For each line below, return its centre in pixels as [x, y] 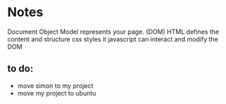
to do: [20, 69]
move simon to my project [55, 86]
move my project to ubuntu [57, 93]
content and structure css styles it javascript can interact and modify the [113, 39]
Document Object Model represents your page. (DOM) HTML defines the [113, 32]
